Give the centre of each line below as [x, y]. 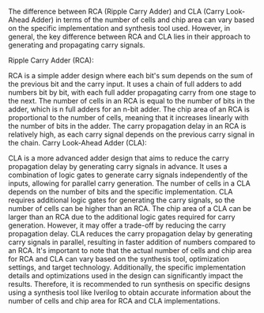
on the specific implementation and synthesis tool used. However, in [119, 28]
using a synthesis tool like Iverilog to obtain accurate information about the [130, 292]
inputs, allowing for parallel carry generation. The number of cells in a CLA [129, 183]
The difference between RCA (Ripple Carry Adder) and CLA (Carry [117, 11]
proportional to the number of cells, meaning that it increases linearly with [128, 117]
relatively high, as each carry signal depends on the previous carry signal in [132, 134]
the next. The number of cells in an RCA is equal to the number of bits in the [132, 101]
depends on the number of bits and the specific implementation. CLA [121, 192]
